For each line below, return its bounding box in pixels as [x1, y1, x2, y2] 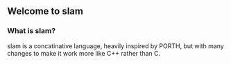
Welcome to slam [7, 6, 83, 17]
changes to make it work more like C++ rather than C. [7, 49, 161, 57]
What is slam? [7, 26, 56, 36]
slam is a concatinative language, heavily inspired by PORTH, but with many [7, 41, 224, 50]
